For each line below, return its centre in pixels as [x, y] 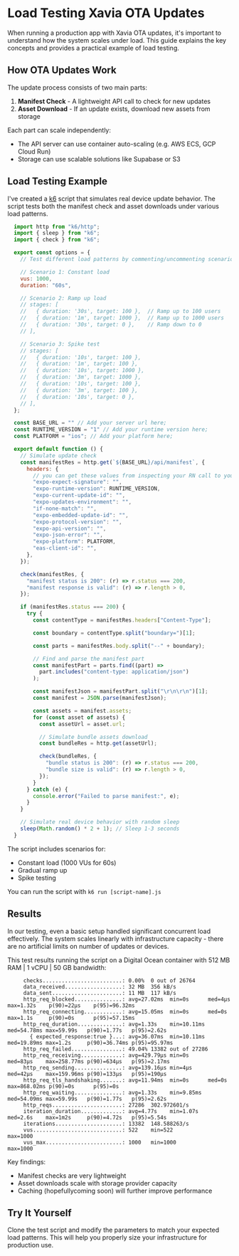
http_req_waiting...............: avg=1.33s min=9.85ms [112, 1092]
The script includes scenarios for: [57, 848]
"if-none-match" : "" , [65, 509]
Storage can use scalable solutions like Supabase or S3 [99, 159]
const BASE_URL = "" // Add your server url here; [90, 423]
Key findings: [27, 1161]
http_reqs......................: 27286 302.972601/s [106, 1105]
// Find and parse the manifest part [89, 659]
